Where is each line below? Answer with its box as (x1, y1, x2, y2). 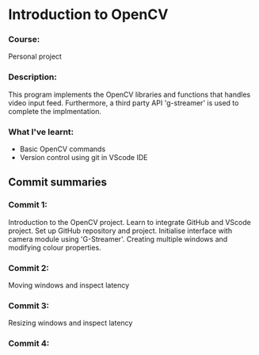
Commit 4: (8, 338, 50, 349)
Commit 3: (8, 300, 50, 311)
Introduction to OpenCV (8, 6, 169, 24)
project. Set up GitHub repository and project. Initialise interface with (8, 226, 232, 235)
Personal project (8, 52, 62, 61)
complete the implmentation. (8, 106, 101, 116)
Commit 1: (8, 200, 48, 211)
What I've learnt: (8, 126, 74, 137)
